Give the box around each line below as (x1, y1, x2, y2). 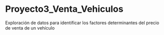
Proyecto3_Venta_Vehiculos (5, 3, 123, 15)
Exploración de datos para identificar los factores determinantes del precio (5, 20, 159, 26)
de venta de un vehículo (5, 25, 55, 31)
